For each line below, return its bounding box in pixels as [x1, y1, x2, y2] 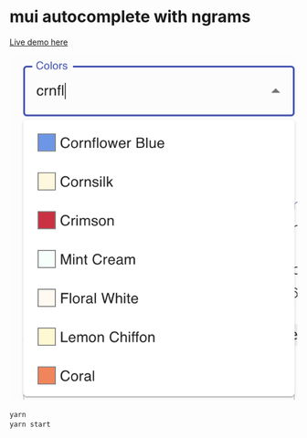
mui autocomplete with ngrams [9, 6, 251, 27]
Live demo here [9, 36, 69, 47]
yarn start [9, 420, 51, 430]
